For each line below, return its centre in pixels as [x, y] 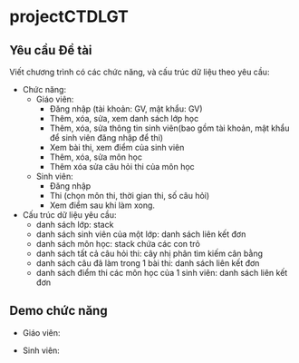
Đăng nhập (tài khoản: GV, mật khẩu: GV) [126, 109]
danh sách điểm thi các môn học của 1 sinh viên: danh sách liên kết [162, 273]
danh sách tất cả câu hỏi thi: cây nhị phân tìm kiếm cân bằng [149, 253]
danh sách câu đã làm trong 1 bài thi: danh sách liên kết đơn [148, 263]
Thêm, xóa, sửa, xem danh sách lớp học [124, 118]
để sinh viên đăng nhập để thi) [106, 137]
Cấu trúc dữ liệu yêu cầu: [69, 215]
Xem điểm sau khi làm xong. [102, 205]
